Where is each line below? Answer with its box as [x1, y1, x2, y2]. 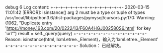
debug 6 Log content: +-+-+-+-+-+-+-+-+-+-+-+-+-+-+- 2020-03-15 [5, 4, 150, 10]
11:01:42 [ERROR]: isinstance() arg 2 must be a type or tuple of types [5, 9, 145, 15]
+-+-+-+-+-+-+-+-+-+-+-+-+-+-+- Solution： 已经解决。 [5, 43, 124, 49]
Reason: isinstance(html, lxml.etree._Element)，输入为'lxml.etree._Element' [5, 37, 159, 42]
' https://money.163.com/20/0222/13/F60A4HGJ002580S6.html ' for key [5, 25, 152, 31]
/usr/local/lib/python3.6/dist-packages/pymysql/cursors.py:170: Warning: [5, 15, 156, 20]
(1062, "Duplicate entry [5, 20, 53, 26]
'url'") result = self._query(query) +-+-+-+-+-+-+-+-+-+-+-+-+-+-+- [5, 31, 147, 36]
